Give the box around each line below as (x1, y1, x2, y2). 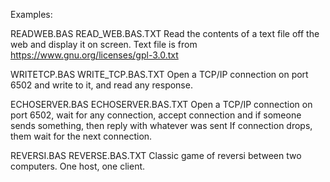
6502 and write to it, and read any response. (10, 79, 193, 91)
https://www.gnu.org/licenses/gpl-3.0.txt (10, 49, 179, 61)
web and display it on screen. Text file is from (10, 39, 198, 50)
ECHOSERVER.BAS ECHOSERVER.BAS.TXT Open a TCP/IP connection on (10, 99, 313, 110)
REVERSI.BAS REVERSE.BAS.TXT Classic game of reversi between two (10, 150, 302, 161)
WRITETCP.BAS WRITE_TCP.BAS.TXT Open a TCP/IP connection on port (10, 69, 309, 80)
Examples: (10, 9, 53, 20)
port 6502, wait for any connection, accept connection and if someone (10, 109, 302, 121)
